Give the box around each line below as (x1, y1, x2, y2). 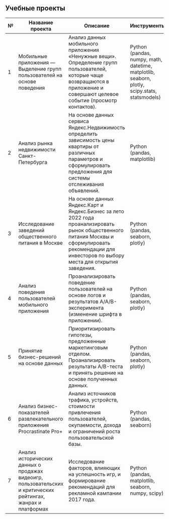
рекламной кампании (68, 489, 122, 496)
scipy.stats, (130, 87, 157, 94)
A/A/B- (100, 298, 117, 305)
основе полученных (68, 375, 118, 382)
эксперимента (68, 304, 104, 311)
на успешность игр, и (68, 471, 121, 478)
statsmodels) (130, 93, 161, 100)
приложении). (68, 317, 103, 324)
